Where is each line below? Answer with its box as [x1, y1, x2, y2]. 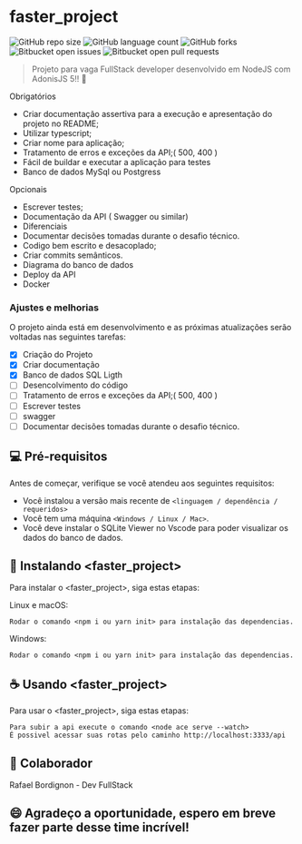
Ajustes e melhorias [9, 301, 100, 314]
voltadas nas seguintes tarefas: [9, 331, 127, 342]
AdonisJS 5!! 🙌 [31, 73, 87, 83]
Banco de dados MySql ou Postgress [22, 166, 161, 177]
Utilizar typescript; [22, 127, 93, 138]
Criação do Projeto [22, 349, 93, 360]
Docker [22, 279, 51, 290]
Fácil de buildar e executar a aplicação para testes [22, 156, 211, 167]
